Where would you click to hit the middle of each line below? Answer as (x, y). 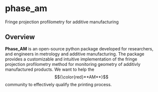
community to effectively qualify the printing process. (58, 84)
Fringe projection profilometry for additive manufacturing (62, 22)
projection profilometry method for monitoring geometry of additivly (73, 64)
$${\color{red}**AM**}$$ (81, 77)
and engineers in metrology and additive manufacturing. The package (75, 54)
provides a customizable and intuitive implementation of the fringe (71, 59)
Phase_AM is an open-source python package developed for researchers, (79, 48)
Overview (20, 37)
